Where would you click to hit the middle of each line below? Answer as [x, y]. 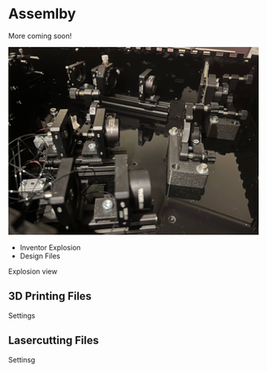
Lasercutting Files [54, 341]
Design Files [40, 256]
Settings [22, 316]
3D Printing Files [50, 296]
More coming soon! [40, 36]
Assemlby [42, 14]
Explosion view [33, 271]
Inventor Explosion [50, 247]
